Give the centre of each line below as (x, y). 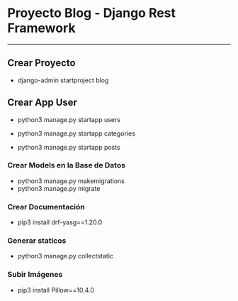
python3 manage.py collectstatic (66, 256)
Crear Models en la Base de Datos (67, 165)
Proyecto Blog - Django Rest (91, 13)
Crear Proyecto (41, 63)
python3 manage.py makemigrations (71, 181)
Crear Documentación (46, 207)
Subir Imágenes (35, 275)
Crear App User (42, 103)
